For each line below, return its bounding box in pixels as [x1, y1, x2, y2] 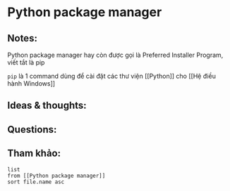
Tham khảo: [7, 147, 61, 159]
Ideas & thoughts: [7, 100, 87, 112]
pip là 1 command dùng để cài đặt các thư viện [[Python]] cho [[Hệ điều [7, 72, 217, 80]
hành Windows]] [7, 79, 55, 88]
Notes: [7, 32, 37, 44]
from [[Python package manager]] [7, 172, 106, 179]
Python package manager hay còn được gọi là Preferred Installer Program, [7, 51, 224, 59]
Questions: [7, 124, 57, 136]
